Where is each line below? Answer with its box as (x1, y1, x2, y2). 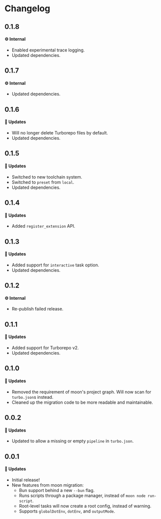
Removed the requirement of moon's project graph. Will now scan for (11, 389, 151, 395)
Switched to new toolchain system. (11, 174, 83, 180)
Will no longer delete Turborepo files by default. (11, 130, 108, 135)
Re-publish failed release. (11, 306, 64, 312)
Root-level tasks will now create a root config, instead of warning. (19, 503, 152, 509)
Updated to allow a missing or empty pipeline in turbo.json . (11, 438, 134, 444)
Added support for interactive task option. (11, 262, 99, 268)
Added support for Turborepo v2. (11, 344, 79, 351)
